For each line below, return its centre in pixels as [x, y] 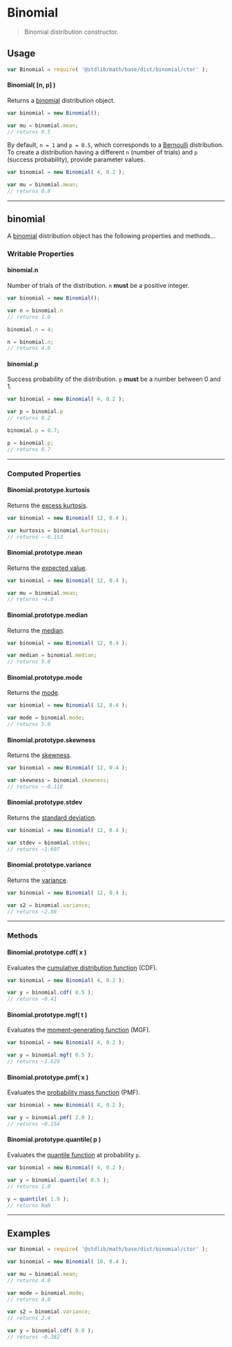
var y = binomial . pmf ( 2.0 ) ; [51, 1118]
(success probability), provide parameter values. [76, 159]
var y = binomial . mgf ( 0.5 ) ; [51, 1055]
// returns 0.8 [29, 191]
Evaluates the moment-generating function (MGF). [79, 1030]
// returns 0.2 [29, 418]
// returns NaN [29, 1206]
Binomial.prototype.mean [45, 553]
